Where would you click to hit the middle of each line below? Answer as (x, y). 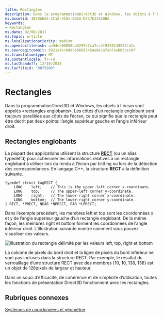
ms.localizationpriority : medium (39, 41)
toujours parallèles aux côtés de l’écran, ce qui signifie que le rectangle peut (81, 116)
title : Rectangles (24, 9)
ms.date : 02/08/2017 (26, 32)
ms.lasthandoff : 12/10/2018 (33, 64)
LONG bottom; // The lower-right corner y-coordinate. (75, 200)
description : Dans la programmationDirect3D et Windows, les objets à (78, 14)
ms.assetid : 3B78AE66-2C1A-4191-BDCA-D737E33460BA (57, 18)
